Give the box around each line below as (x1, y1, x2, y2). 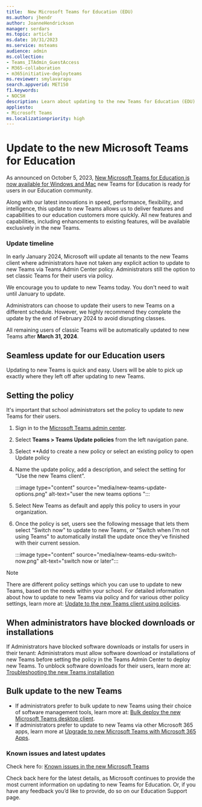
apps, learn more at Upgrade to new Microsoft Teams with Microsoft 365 (14, 727, 197, 735)
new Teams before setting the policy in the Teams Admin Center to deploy (6, 656, 191, 663)
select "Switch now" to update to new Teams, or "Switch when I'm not (14, 527, 190, 534)
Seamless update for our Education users (6, 350, 165, 361)
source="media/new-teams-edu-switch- (76, 551, 178, 559)
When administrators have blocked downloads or (6, 618, 195, 628)
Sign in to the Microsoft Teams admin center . (14, 425, 127, 432)
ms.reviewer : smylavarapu (6, 76, 71, 82)
